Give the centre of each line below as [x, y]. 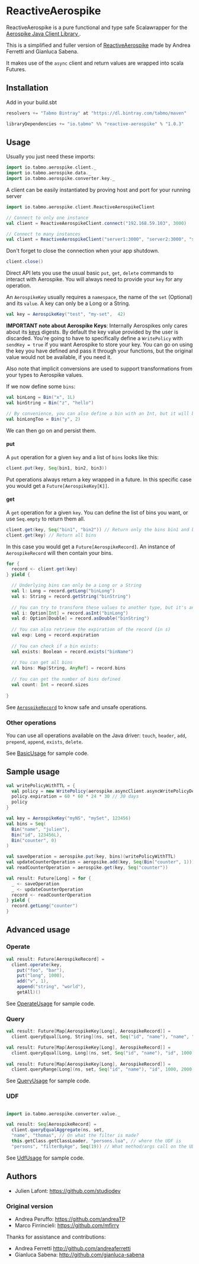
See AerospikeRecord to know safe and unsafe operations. [77, 707]
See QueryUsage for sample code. [48, 1081]
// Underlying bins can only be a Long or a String [77, 586]
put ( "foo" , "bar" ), [41, 970]
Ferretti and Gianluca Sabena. [42, 51]
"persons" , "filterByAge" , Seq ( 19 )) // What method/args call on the [99, 1147]
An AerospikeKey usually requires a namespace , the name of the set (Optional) [99, 297]
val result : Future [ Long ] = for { [49, 878]
